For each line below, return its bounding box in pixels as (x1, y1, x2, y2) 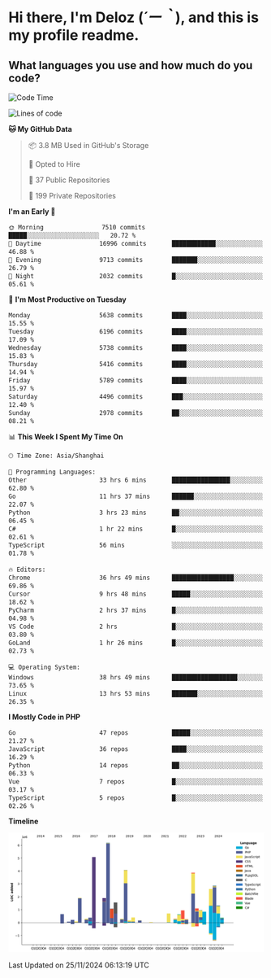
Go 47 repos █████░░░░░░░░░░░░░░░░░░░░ (8, 729, 264, 737)
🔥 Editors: (8, 565, 46, 574)
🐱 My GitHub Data (8, 124, 73, 133)
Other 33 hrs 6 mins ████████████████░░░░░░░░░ (8, 476, 264, 484)
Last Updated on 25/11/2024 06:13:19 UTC (8, 960, 150, 970)
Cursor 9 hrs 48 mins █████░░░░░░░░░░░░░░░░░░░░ (8, 590, 264, 598)
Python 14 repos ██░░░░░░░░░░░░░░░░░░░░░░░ (8, 762, 264, 770)
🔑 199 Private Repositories (28, 191, 116, 200)
